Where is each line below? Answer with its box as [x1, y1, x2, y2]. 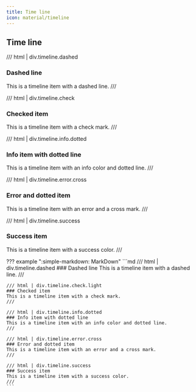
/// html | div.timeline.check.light [6, 282, 102, 288]
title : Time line [6, 9, 51, 15]
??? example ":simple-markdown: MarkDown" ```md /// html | [6, 257, 159, 265]
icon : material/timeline [6, 15, 69, 21]
